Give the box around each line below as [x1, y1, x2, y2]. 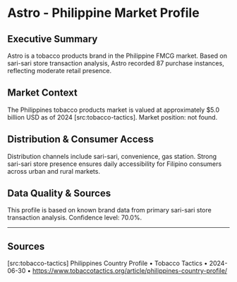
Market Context [7, 86, 78, 99]
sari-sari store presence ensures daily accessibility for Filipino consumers [7, 160, 222, 168]
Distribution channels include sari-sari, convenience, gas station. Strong [7, 152, 217, 160]
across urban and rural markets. [7, 167, 101, 175]
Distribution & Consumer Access [7, 134, 154, 146]
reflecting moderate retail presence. [7, 67, 111, 75]
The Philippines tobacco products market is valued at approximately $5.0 [7, 105, 220, 114]
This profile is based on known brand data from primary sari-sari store [7, 206, 212, 214]
